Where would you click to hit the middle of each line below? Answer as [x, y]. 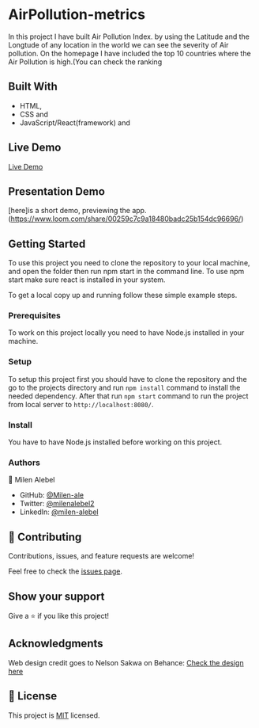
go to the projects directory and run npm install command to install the [124, 387]
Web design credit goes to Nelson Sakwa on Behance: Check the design [126, 662]
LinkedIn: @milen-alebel [59, 512]
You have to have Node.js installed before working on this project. [115, 442]
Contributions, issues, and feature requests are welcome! [101, 556]
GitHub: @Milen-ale [52, 495]
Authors [24, 463]
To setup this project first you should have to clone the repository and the [128, 379]
